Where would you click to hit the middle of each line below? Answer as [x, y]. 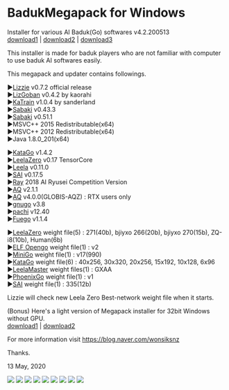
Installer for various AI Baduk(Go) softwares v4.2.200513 [88, 32]
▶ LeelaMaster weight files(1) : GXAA [60, 269]
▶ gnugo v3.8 [26, 204]
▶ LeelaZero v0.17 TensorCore [50, 160]
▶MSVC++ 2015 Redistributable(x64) [61, 124]
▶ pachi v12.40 [28, 211]
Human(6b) [46, 239]
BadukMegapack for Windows [96, 13]
